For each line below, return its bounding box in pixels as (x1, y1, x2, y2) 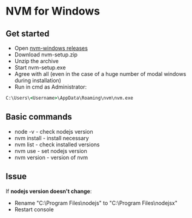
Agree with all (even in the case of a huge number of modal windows (14, 70, 187, 77)
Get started (5, 29, 50, 39)
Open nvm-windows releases (14, 44, 88, 52)
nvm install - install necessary (14, 134, 89, 141)
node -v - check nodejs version (14, 128, 93, 135)
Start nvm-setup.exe (14, 64, 66, 71)
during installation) (14, 77, 62, 84)
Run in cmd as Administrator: (14, 83, 87, 90)
